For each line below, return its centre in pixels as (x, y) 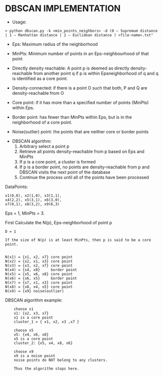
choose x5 (24, 330)
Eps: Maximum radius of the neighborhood (55, 44)
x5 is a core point (34, 339)
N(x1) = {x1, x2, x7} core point (39, 257)
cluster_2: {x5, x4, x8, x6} (43, 343)
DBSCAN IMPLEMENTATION (63, 9)
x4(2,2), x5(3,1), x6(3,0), (34, 200)
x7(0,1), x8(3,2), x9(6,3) (32, 204)
